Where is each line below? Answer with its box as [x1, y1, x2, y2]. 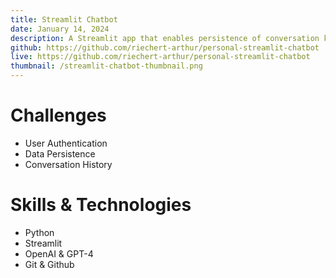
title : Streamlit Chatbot [10, 14, 118, 25]
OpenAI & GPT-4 [24, 247, 94, 260]
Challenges [10, 104, 107, 127]
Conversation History [24, 158, 113, 170]
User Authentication [24, 137, 108, 149]
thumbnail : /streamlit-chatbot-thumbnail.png [10, 61, 203, 71]
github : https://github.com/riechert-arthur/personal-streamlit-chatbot [10, 42, 320, 53]
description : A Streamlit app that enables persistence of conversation [10, 33, 320, 43]
